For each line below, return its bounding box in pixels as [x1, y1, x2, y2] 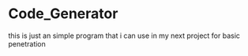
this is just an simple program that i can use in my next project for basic [8, 31, 241, 40]
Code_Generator [8, 5, 118, 23]
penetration [8, 39, 46, 48]
